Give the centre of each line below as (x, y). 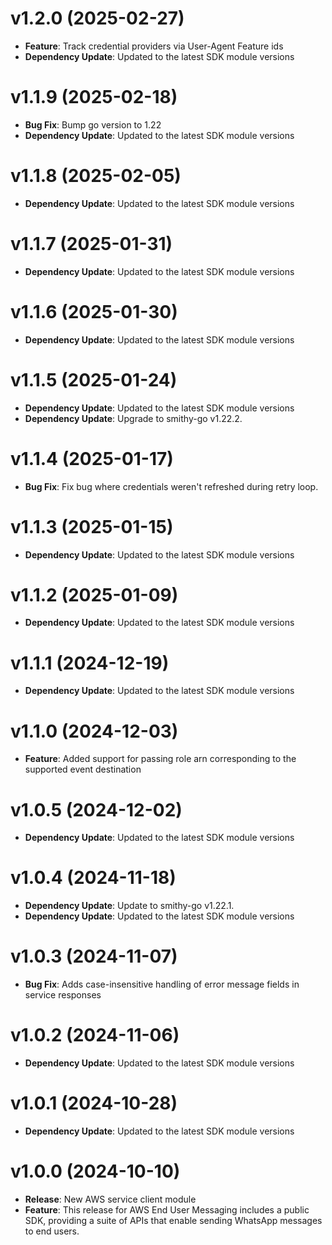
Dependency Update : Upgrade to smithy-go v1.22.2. (133, 418)
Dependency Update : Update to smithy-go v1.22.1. (129, 906)
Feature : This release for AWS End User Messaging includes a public (167, 1209)
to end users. (52, 1231)
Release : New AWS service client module (110, 1199)
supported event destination (83, 769)
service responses (63, 995)
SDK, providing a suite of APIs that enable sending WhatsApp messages (173, 1220)
